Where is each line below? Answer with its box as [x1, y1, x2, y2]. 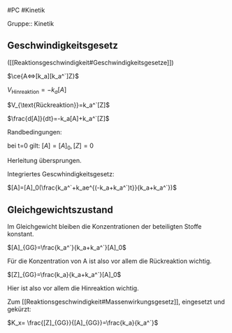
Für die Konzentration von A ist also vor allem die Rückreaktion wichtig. [7, 257, 212, 265]
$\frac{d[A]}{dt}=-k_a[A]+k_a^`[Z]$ [7, 114, 110, 122]
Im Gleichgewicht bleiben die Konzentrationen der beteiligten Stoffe [7, 222, 202, 231]
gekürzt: [7, 305, 31, 313]
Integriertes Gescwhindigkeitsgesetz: [7, 170, 115, 178]
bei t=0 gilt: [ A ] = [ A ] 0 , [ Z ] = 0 [7, 141, 94, 151]
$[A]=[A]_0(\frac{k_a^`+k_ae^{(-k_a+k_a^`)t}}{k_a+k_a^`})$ [7, 183, 177, 192]
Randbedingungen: [7, 127, 62, 136]
